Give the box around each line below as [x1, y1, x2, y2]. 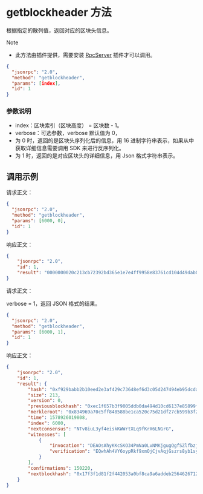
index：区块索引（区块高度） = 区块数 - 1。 [14, 122, 123, 129]
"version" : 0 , [28, 398, 63, 404]
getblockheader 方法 [6, 5, 112, 19]
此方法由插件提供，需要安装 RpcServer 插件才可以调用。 [14, 51, 156, 58]
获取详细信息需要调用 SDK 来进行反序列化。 [14, 145, 125, 152]
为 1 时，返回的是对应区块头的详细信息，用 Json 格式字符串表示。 [14, 152, 179, 159]
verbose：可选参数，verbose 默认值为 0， [14, 130, 121, 137]
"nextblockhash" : [28, 470, 71, 477]
